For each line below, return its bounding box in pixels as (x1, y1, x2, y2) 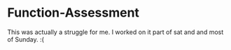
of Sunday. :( (7, 35, 44, 43)
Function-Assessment (7, 5, 140, 21)
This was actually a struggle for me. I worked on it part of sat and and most (7, 28, 224, 36)
